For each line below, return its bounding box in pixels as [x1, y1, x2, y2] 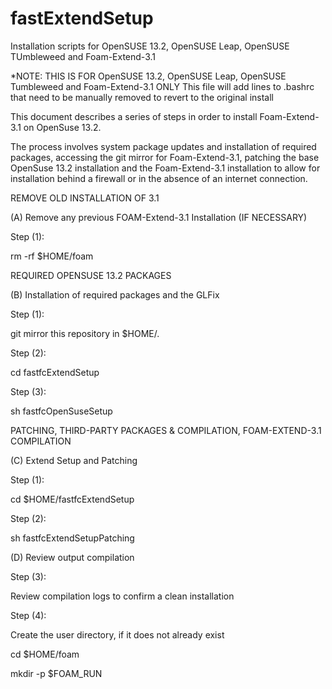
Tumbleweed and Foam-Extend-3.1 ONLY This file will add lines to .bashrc [10, 80, 315, 92]
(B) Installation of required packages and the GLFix [10, 288, 220, 301]
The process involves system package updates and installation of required [10, 140, 317, 152]
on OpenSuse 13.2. [23, 121, 102, 133]
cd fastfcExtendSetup [10, 366, 100, 378]
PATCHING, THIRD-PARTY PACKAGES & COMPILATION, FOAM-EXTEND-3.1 [10, 424, 322, 436]
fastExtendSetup [10, 7, 154, 30]
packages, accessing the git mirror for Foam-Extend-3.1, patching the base [10, 151, 320, 163]
